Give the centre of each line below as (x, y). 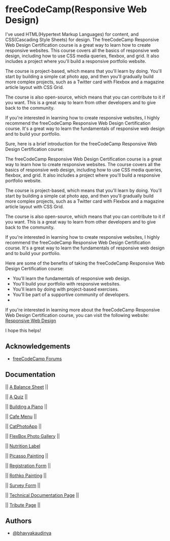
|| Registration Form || (28, 465)
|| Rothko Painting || (26, 475)
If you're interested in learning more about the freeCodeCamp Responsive (82, 310)
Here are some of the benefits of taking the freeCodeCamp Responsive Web (85, 263)
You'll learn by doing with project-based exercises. (66, 289)
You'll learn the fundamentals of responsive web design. (72, 278)
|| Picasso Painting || (27, 456)
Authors (19, 521)
